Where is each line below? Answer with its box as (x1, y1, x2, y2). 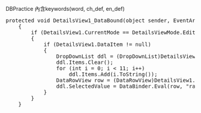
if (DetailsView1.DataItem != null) (43, 41, 151, 48)
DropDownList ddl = (56, 53, 113, 60)
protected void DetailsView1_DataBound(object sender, (5, 17, 170, 24)
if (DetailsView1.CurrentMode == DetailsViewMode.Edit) (31, 29, 199, 36)
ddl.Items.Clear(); (56, 59, 113, 66)
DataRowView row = (56, 77, 110, 84)
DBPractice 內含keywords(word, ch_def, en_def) (5, 5, 125, 12)
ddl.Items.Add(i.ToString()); (68, 71, 158, 78)
